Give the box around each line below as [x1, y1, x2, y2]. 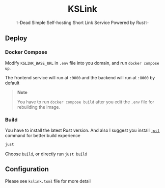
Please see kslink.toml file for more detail [5, 178, 91, 184]
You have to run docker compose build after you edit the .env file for [17, 99, 155, 105]
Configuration [5, 165, 49, 173]
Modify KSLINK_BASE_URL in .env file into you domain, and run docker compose [5, 60, 160, 66]
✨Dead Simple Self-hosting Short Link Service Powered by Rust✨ [16, 20, 149, 25]
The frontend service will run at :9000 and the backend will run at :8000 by [5, 74, 155, 80]
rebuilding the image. [17, 104, 60, 110]
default [5, 80, 20, 86]
